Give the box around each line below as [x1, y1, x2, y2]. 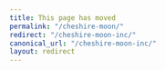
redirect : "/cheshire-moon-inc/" [9, 30, 137, 39]
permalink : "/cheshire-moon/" [9, 22, 125, 31]
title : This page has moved [9, 13, 117, 23]
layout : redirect [9, 47, 76, 56]
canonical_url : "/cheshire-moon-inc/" [9, 38, 157, 48]
